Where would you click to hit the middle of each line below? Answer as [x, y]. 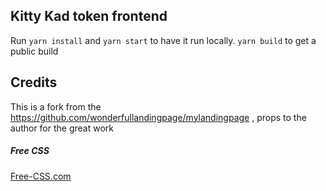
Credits [34, 82]
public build [34, 51]
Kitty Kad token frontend [89, 16]
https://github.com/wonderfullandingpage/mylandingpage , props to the [158, 117]
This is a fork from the [56, 106]
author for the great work [62, 128]
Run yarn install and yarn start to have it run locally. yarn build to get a [163, 40]
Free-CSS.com [41, 176]
